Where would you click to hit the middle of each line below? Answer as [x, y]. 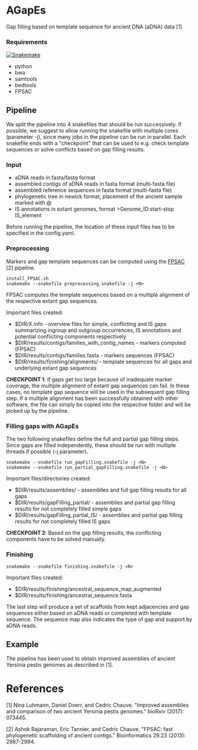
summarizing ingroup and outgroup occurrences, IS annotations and [98, 330]
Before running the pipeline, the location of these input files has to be [90, 227]
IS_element [28, 215]
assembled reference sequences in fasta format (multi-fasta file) [93, 190]
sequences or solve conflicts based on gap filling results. [76, 150]
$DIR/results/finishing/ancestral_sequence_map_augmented [88, 589]
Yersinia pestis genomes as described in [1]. [60, 665]
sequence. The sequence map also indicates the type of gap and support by [99, 619]
